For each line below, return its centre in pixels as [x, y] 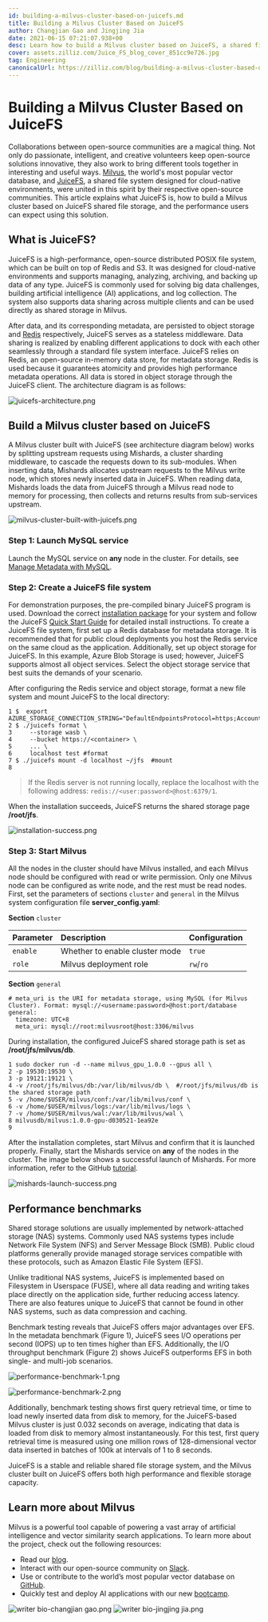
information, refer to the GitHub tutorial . [73, 1168]
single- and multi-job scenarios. [61, 1361]
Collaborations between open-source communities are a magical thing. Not [132, 146]
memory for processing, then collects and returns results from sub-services [133, 496]
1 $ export [28, 711]
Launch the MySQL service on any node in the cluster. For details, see [124, 558]
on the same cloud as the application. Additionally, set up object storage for [132, 647]
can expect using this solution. [59, 214]
